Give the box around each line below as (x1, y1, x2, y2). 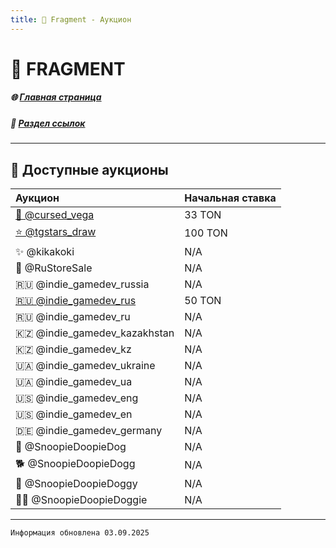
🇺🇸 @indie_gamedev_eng (15, 391, 139, 405)
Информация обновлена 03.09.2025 (10, 527, 150, 538)
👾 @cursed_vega (15, 207, 95, 221)
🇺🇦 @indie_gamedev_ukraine (15, 358, 156, 372)
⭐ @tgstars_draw (15, 224, 97, 238)
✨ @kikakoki (15, 244, 75, 258)
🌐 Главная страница (10, 91, 102, 103)
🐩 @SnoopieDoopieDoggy (15, 476, 138, 490)
